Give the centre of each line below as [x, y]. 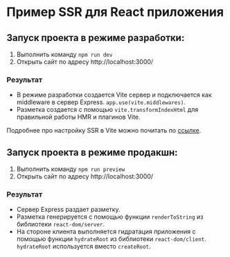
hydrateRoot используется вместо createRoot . [83, 247]
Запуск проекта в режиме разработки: [96, 38]
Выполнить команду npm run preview [71, 169]
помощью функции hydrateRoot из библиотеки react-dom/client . [112, 239]
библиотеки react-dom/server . [61, 224]
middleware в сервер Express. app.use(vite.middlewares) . [101, 102]
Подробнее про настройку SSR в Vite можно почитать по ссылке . [104, 131]
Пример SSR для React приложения [115, 12]
